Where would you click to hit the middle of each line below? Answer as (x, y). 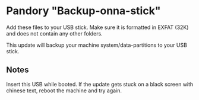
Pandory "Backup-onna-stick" (83, 11)
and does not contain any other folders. (54, 33)
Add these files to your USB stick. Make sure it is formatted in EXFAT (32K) (97, 27)
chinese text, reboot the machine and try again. (64, 91)
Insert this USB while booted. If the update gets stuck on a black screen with (100, 84)
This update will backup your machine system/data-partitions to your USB (97, 45)
